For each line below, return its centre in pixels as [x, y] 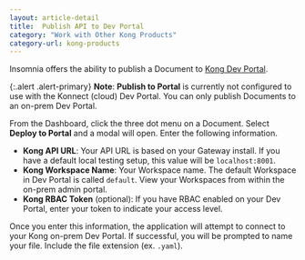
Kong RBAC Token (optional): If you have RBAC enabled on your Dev [152, 199]
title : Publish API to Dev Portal [77, 26]
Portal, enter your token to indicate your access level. [122, 209]
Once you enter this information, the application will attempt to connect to [147, 226]
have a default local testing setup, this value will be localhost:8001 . [149, 161]
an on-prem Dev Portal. [53, 106]
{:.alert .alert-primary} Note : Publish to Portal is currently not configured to [151, 86]
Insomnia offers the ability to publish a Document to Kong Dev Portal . [139, 69]
